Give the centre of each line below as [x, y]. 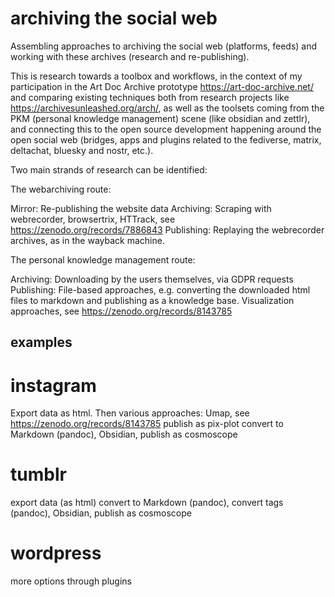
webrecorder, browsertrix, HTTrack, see [93, 219]
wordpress [56, 553]
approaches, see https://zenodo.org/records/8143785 [121, 311]
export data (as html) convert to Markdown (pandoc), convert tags [147, 503]
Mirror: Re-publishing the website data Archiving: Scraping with [141, 208]
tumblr [38, 474]
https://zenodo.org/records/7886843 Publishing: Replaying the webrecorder [167, 229]
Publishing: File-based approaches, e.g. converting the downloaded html [160, 289]
